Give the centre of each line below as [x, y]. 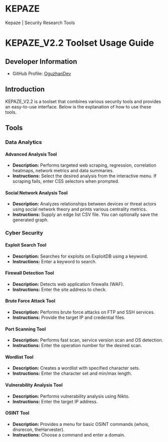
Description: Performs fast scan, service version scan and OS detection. [88, 340]
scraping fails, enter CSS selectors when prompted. [66, 181]
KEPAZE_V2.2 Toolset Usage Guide [80, 43]
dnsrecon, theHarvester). [38, 429]
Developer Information [41, 62]
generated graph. [30, 220]
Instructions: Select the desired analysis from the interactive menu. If [85, 176]
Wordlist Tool [19, 357]
